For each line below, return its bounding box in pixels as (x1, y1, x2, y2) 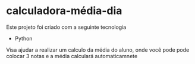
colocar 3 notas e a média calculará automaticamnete (6, 52, 138, 59)
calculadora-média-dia (6, 4, 122, 18)
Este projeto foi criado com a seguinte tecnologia (6, 23, 127, 31)
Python (14, 35, 33, 42)
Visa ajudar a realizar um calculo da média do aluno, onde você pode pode (6, 46, 190, 53)
